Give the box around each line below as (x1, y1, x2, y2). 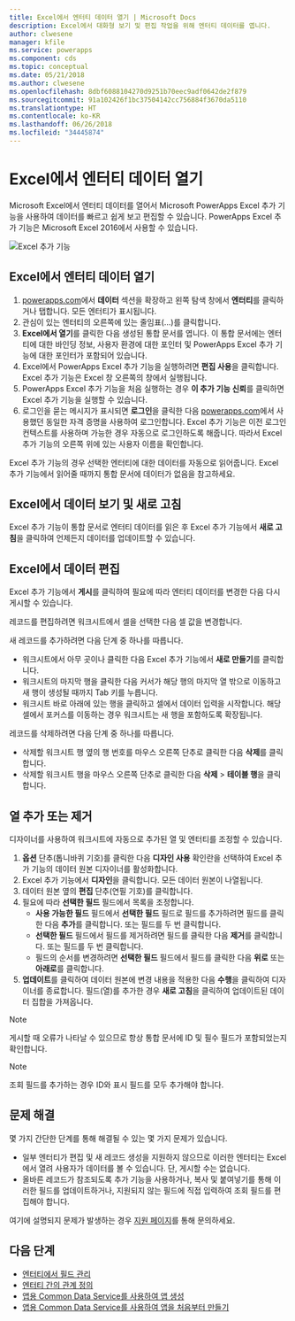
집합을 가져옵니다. (31, 997, 94, 1008)
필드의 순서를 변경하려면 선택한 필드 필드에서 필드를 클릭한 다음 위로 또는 (34, 953, 285, 963)
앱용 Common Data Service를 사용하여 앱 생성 (21, 1290, 185, 1302)
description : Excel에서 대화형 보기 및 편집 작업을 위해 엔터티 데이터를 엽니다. (9, 21, 271, 30)
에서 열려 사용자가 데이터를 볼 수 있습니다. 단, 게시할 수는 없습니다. (21, 1163, 250, 1173)
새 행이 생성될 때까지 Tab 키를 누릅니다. (21, 687, 159, 698)
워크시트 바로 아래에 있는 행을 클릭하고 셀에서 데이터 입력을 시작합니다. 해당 (21, 699, 282, 709)
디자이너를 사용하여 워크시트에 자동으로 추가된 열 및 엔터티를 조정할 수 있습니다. (9, 834, 283, 845)
